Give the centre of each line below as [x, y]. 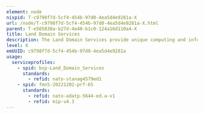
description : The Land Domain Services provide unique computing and [96, 40]
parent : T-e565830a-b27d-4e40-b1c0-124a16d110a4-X [72, 29]
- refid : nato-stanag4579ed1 [65, 79]
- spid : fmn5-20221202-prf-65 [56, 85]
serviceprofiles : [34, 62]
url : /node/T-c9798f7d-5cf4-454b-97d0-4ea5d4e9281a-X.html [83, 23]
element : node [24, 12]
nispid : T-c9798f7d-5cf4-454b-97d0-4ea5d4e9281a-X [72, 17]
